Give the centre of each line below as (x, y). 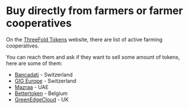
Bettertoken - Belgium (41, 93)
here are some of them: (34, 63)
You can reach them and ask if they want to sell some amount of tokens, (93, 57)
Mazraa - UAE (31, 87)
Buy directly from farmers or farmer (94, 11)
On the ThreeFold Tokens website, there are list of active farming (84, 39)
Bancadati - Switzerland (44, 74)
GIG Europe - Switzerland (45, 81)
